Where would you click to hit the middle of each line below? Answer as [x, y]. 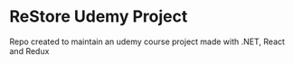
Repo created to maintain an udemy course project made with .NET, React [147, 41]
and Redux [29, 50]
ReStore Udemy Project [99, 17]
